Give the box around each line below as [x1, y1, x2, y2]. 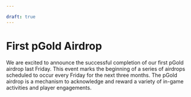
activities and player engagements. [6, 84, 92, 91]
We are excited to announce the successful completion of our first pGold [6, 59, 184, 66]
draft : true [6, 14, 36, 20]
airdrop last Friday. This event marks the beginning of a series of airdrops [6, 65, 186, 72]
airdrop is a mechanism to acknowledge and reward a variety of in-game [6, 77, 184, 85]
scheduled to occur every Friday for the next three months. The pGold [6, 72, 178, 79]
